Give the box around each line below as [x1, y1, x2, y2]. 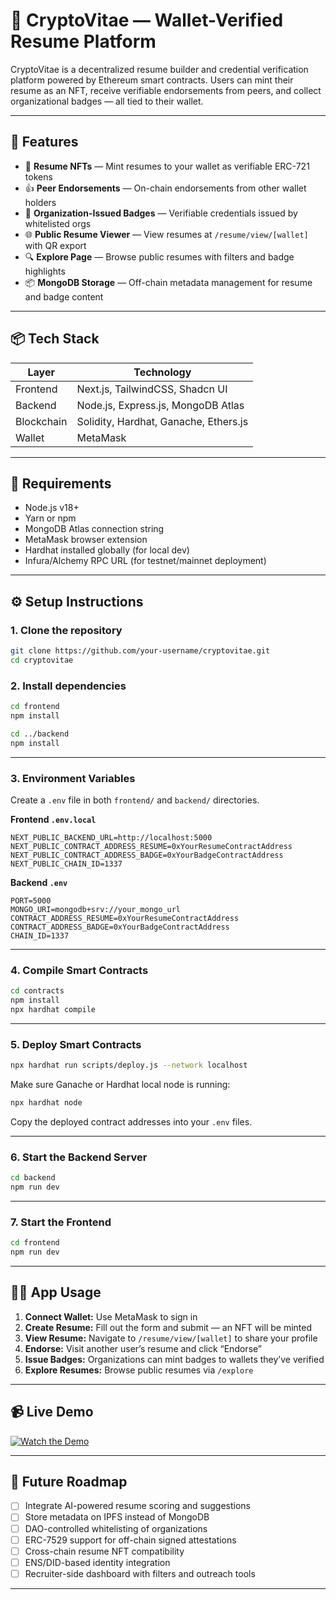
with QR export [24, 239, 87, 251]
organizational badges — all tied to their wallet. [10, 95, 204, 107]
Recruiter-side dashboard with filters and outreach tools [24, 1567, 256, 1579]
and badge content [24, 290, 104, 303]
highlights [24, 265, 66, 277]
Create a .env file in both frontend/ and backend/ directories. [10, 794, 260, 806]
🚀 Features [10, 134, 79, 151]
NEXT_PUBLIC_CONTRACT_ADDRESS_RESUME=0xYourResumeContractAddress [10, 841, 293, 851]
